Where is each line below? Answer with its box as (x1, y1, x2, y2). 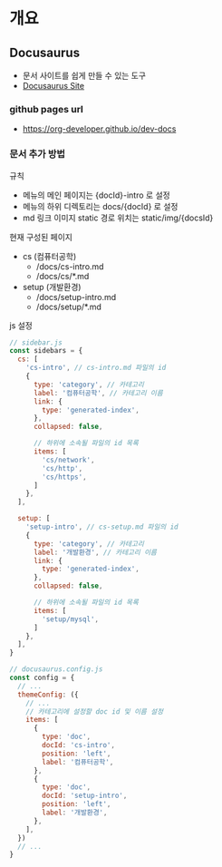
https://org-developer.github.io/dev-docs (22, 123, 177, 134)
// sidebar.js (9, 337, 63, 347)
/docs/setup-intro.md (35, 291, 117, 302)
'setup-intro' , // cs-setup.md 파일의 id (25, 522, 179, 531)
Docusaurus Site (22, 81, 84, 91)
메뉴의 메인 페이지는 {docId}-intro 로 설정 (22, 190, 170, 200)
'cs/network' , (42, 455, 95, 464)
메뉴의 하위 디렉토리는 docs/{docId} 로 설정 (22, 200, 179, 211)
